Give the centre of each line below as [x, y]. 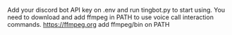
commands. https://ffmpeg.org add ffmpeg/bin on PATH [88, 24]
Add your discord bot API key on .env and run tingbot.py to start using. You [116, 10]
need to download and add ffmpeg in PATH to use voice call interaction [110, 17]
